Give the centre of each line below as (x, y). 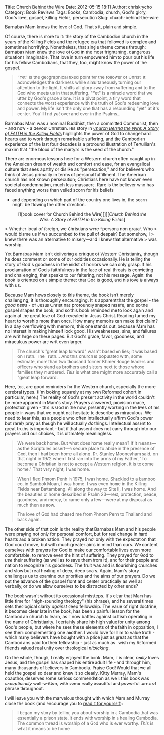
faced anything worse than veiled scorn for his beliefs (59, 190)
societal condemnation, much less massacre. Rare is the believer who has (80, 185)
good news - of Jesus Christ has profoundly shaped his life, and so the (77, 305)
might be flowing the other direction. (49, 205)
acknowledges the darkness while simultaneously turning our (79, 82)
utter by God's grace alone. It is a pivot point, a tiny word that (79, 98)
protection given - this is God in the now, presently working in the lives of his (82, 407)
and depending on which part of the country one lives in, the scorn (80, 200)
